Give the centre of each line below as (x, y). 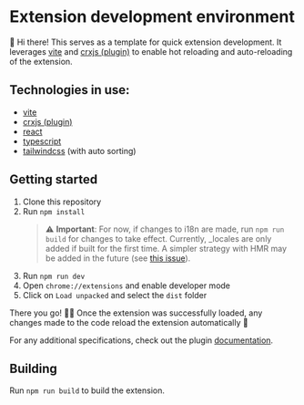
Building (33, 368)
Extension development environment (152, 17)
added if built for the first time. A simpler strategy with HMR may (166, 248)
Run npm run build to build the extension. (87, 390)
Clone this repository (62, 202)
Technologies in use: (70, 90)
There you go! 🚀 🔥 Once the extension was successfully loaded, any (136, 313)
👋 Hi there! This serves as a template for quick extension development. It (146, 42)
